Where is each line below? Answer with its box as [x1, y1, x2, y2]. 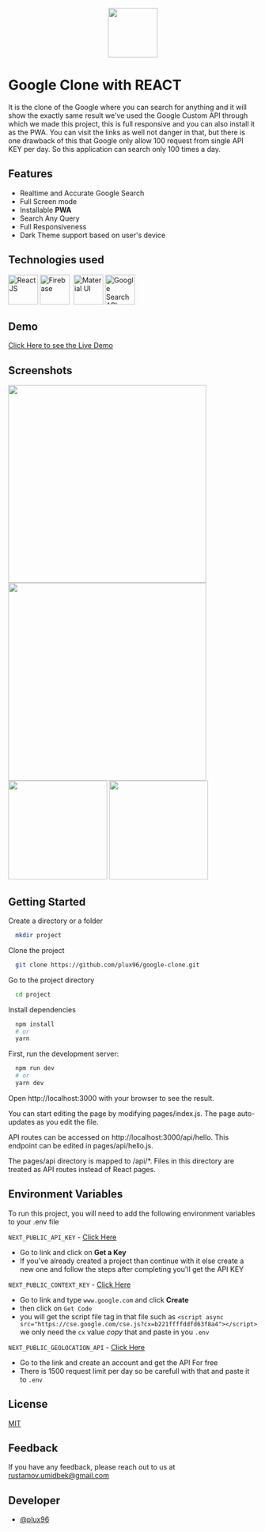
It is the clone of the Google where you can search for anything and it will [8, 102, 247, 112]
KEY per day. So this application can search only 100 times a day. [8, 144, 221, 153]
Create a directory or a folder [8, 916, 104, 925]
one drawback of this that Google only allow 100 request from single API [8, 135, 244, 146]
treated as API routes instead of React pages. [8, 1164, 156, 1174]
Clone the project [8, 945, 65, 955]
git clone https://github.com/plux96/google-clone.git [15, 961, 200, 969]
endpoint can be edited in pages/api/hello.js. [8, 1140, 153, 1150]
